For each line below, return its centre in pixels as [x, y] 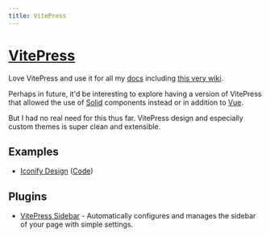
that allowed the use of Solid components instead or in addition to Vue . [126, 102]
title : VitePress [37, 16]
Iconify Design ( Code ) [57, 171]
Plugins [28, 196]
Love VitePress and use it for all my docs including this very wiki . [116, 78]
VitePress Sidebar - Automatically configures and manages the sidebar [138, 216]
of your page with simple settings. [77, 225]
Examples [33, 151]
